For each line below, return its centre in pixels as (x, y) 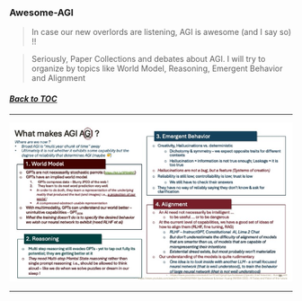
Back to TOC (33, 98)
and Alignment (58, 78)
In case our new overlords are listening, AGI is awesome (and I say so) (161, 32)
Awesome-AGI (41, 13)
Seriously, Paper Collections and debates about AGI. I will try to (148, 59)
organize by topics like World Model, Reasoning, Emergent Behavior (157, 68)
